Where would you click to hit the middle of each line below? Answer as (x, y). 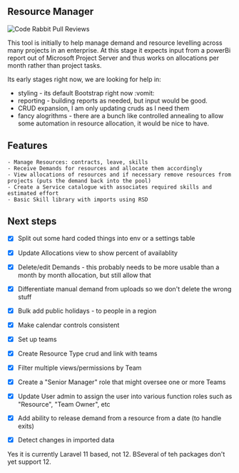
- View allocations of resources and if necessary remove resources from (119, 175)
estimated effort (33, 193)
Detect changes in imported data (66, 440)
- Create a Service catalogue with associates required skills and (110, 187)
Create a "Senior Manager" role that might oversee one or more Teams (122, 382)
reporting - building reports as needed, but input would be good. (113, 100)
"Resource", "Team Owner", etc (64, 405)
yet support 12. (29, 462)
